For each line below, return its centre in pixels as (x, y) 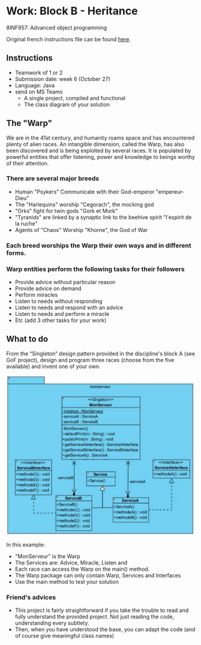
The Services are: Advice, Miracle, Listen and (71, 562)
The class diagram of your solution (67, 104)
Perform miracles (36, 295)
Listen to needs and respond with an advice (69, 308)
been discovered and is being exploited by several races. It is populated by (99, 150)
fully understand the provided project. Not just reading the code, (94, 617)
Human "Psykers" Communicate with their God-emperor (85, 192)
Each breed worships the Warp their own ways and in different (99, 245)
